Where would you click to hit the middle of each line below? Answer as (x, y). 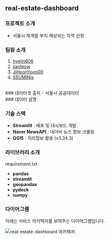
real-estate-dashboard (42, 8)
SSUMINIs (23, 77)
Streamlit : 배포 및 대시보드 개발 (44, 126)
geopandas (25, 184)
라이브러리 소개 (23, 152)
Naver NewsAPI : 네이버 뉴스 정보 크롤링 (53, 132)
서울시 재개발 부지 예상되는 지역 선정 (48, 35)
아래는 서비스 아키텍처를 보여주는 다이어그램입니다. (55, 221)
